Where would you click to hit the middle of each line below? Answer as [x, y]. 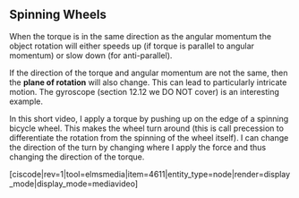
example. [26, 101]
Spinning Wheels [58, 15]
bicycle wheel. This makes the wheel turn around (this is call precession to [147, 128]
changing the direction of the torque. [77, 157]
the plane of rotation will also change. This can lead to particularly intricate [148, 82]
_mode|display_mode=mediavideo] [74, 184]
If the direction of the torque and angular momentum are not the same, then [149, 73]
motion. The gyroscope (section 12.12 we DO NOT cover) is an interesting [145, 91]
